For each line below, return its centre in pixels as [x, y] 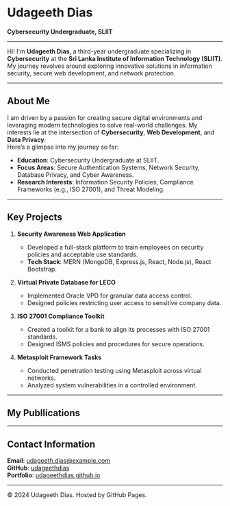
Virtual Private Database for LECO [66, 282]
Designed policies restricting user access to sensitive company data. [124, 302]
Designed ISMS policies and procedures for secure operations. [116, 344]
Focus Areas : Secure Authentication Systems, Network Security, [108, 167]
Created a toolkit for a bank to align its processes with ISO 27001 [118, 329]
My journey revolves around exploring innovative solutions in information [110, 66]
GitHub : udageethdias [38, 468]
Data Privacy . [27, 139]
